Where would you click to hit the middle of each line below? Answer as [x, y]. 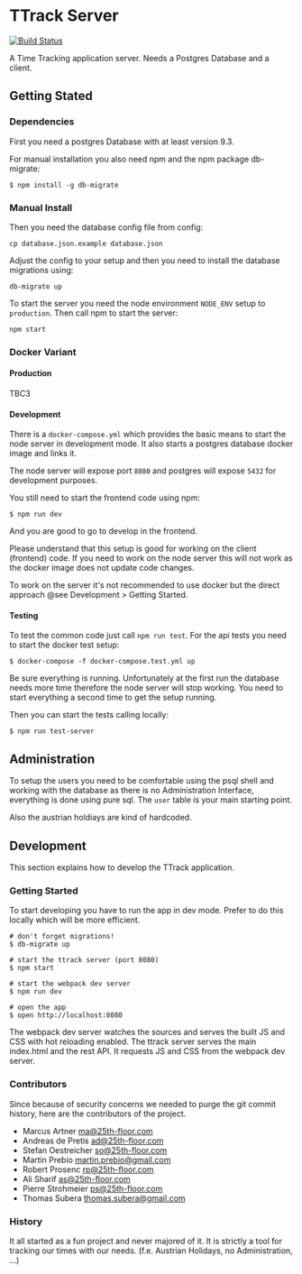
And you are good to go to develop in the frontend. [104, 531]
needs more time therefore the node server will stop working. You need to [146, 688]
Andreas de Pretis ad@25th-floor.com [93, 1141]
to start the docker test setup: [64, 645]
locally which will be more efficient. [75, 920]
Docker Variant [43, 352]
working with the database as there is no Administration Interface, [132, 791]
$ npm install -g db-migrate [64, 185]
